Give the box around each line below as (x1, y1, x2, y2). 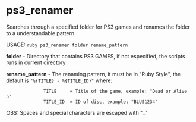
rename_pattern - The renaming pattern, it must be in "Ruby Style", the (6, 70, 181, 77)
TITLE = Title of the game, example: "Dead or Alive (43, 88, 187, 94)
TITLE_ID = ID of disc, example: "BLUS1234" (43, 99, 159, 105)
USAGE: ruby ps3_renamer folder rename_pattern (6, 41, 128, 48)
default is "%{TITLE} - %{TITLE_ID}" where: (6, 77, 113, 84)
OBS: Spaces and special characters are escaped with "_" (6, 109, 148, 116)
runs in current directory (6, 59, 66, 66)
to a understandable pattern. (6, 29, 76, 36)
